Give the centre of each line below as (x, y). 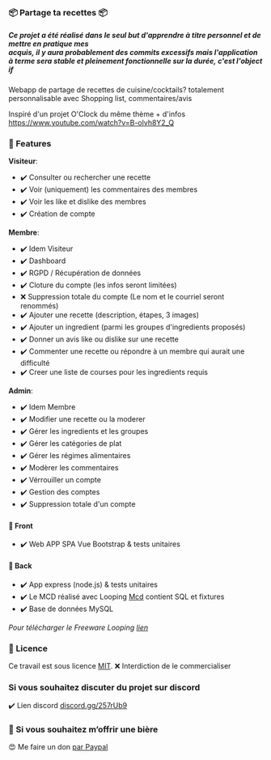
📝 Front (21, 525)
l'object (249, 61)
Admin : (21, 391)
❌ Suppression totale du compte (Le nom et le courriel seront (122, 297)
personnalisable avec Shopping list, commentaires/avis (100, 98)
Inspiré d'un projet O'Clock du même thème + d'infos (97, 114)
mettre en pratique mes (49, 44)
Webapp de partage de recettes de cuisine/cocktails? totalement (116, 89)
